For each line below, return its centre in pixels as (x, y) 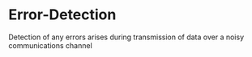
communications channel (51, 45)
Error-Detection (62, 15)
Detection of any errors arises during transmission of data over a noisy (126, 37)
